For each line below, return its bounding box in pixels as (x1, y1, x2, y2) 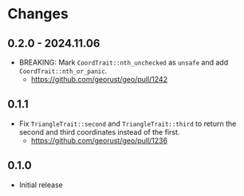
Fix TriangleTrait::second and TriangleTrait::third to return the (18, 119, 237, 128)
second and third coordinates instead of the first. (18, 127, 180, 136)
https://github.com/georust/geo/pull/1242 (30, 75, 168, 84)
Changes (7, 5, 69, 23)
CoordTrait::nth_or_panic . (18, 66, 108, 76)
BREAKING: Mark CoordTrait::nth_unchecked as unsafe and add (18, 57, 229, 67)
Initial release (18, 180, 63, 190)
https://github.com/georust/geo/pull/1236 (30, 135, 168, 145)
